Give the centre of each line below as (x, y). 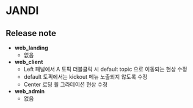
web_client (29, 62)
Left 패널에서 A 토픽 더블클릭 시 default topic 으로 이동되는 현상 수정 (105, 69)
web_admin (30, 91)
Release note (31, 33)
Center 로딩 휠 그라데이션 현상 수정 (66, 84)
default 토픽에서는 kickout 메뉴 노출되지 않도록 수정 (86, 77)
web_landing (31, 48)
